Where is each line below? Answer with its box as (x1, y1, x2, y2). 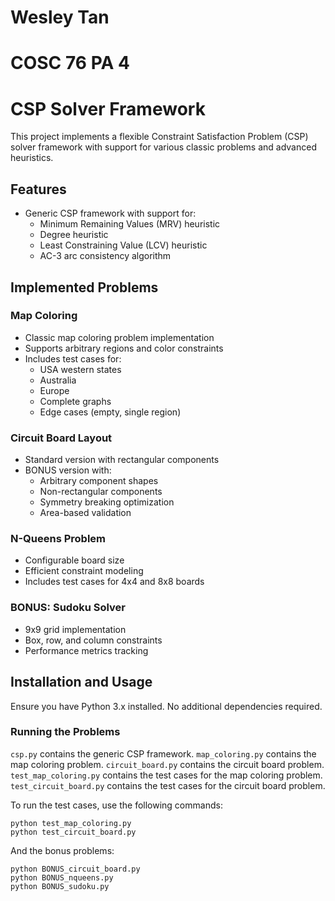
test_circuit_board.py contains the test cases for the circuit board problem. (10, 779, 326, 791)
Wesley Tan (10, 6, 110, 29)
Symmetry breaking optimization (39, 496, 175, 508)
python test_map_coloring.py (10, 818, 132, 828)
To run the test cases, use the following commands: (10, 799, 223, 811)
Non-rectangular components (39, 486, 163, 498)
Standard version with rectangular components (24, 454, 220, 466)
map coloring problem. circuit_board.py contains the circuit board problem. (10, 758, 325, 770)
